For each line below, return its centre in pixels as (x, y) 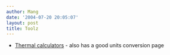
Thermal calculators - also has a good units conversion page (89, 45)
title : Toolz (22, 28)
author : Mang (22, 12)
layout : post (22, 23)
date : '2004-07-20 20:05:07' (42, 17)
